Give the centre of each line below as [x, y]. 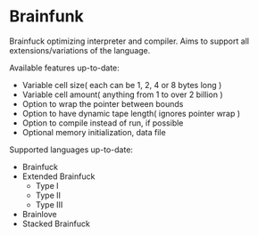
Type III [49, 204]
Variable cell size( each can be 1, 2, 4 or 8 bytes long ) [122, 85]
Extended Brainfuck [58, 176]
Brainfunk [47, 16]
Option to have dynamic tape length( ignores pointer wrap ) [131, 113]
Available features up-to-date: [65, 68]
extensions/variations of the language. [80, 50]
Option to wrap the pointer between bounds [103, 103]
